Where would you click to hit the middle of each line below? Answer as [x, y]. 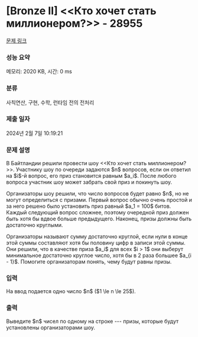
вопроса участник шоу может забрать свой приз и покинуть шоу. [89, 182]
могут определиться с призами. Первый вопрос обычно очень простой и [99, 200]
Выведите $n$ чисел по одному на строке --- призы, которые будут [92, 321]
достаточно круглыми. [35, 225]
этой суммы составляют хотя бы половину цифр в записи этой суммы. [96, 243]
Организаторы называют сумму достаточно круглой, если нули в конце [97, 237]
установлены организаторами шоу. [51, 328]
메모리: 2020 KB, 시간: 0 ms [39, 72]
